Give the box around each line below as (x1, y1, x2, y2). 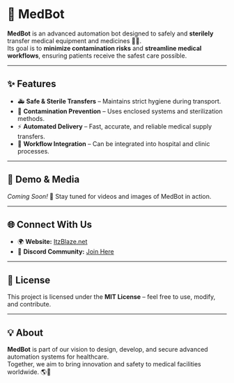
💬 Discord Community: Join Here (17, 247, 114, 256)
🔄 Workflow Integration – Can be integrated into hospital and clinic (17, 139, 210, 148)
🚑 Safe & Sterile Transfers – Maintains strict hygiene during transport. (17, 97, 221, 105)
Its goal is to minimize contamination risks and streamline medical (7, 44, 202, 52)
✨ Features (7, 78, 56, 90)
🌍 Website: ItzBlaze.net (17, 238, 88, 246)
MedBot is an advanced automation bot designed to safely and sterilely (7, 29, 214, 38)
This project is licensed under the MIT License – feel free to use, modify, (7, 293, 216, 301)
